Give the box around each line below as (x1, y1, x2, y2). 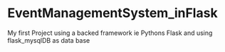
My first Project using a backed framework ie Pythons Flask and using (7, 28, 213, 37)
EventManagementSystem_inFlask (7, 5, 219, 21)
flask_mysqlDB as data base (7, 36, 90, 44)
